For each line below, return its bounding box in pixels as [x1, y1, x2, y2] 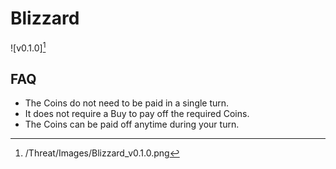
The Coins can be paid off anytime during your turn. [24, 118, 240, 131]
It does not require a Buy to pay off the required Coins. [24, 108, 250, 120]
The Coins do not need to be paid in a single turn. [24, 97, 230, 109]
